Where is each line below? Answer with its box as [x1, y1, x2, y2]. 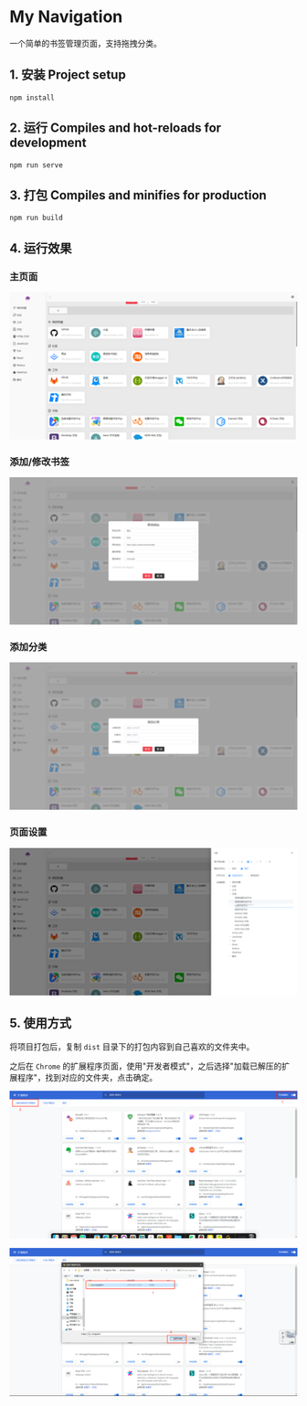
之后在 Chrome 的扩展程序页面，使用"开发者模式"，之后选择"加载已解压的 [9, 1060, 282, 1071]
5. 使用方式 [9, 1015, 71, 1030]
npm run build [9, 213, 64, 223]
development [9, 135, 87, 151]
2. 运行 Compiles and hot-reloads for [9, 121, 222, 136]
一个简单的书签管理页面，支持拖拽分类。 [9, 37, 162, 48]
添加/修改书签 [9, 455, 70, 468]
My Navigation [9, 6, 123, 27]
